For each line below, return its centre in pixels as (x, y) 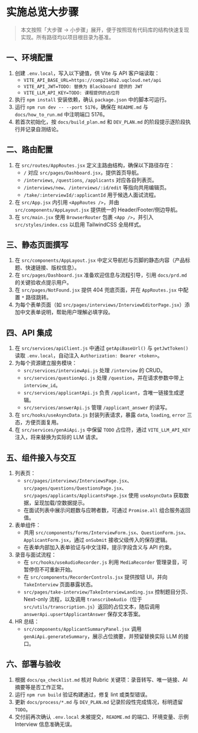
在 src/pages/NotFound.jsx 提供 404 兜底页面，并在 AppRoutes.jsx (95, 290)
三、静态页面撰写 (37, 245)
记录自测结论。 (43, 129)
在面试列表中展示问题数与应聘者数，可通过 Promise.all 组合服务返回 (107, 510)
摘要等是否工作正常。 (40, 687)
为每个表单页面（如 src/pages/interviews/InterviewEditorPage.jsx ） (100, 305)
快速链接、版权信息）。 (52, 268)
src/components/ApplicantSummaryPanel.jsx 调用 (82, 629)
